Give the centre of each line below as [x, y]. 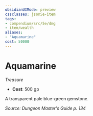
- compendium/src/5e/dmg [30, 23]
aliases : [14, 32]
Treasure [14, 80]
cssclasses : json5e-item [30, 14]
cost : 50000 [17, 42]
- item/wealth [20, 28]
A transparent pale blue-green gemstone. [47, 98]
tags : [11, 19]
